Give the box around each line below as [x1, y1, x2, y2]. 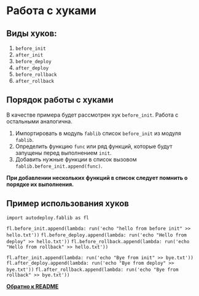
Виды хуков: [6, 28, 57, 39]
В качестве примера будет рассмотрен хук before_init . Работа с [6, 111, 179, 119]
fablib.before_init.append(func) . [15, 162, 103, 169]
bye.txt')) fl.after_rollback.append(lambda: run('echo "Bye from [6, 267, 179, 273]
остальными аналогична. [6, 117, 72, 125]
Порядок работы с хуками [6, 95, 114, 105]
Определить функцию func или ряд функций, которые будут [15, 142, 173, 150]
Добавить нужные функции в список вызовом [15, 155, 137, 163]
